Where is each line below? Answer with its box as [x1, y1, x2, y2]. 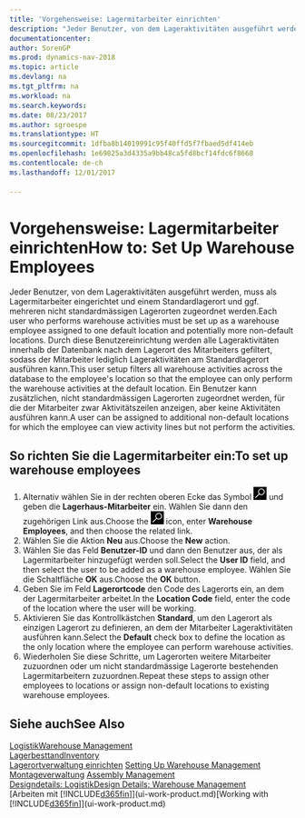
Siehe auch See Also [9, 716, 125, 732]
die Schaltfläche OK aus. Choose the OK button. [22, 574, 202, 585]
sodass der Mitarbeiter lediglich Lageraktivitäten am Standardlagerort [9, 354, 270, 365]
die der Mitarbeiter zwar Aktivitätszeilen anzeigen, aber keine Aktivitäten [9, 403, 281, 414]
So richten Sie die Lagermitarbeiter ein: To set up [9, 448, 289, 464]
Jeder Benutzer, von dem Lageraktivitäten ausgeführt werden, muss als [9, 286, 277, 297]
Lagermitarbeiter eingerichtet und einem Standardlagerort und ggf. [9, 296, 260, 307]
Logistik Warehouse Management [9, 741, 133, 752]
